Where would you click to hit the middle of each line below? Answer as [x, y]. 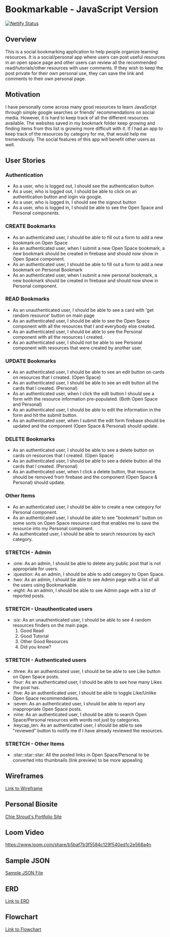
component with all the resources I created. [58, 337]
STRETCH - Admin [28, 552]
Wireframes [25, 776]
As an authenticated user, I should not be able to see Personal [77, 342]
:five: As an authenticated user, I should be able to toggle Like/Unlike [84, 693]
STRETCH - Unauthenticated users [49, 609]
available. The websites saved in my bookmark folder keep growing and [80, 123]
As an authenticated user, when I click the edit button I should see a [83, 394]
